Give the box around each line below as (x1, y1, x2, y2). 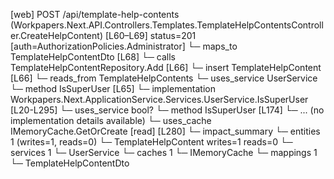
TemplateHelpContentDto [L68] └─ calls (10, 51, 176, 63)
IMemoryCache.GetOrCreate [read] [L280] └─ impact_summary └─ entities (10, 125, 321, 137)
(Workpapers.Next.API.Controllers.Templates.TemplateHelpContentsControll (10, 19, 324, 31)
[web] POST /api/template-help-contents (10, 9, 180, 20)
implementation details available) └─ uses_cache (10, 115, 212, 126)
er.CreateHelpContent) (10, 30, 103, 41)
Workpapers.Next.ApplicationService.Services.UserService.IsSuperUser (10, 94, 309, 105)
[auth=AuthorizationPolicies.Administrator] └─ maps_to (10, 40, 238, 52)
